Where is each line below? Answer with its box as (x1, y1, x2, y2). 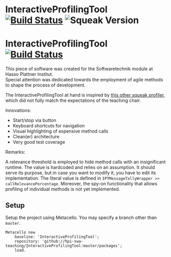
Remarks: (5, 149, 26, 155)
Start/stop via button (12, 117, 56, 123)
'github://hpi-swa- (41, 239, 83, 244)
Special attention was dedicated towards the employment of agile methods (5, 77, 163, 83)
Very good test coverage (12, 139, 66, 145)
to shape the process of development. (5, 82, 86, 88)
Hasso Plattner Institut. (5, 71, 54, 77)
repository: (14, 239, 40, 244)
